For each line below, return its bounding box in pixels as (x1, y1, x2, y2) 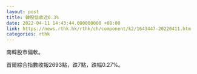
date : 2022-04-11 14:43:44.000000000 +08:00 (6, 20, 121, 26)
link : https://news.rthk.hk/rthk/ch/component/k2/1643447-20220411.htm (6, 25, 191, 32)
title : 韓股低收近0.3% (6, 14, 59, 20)
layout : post (6, 8, 39, 15)
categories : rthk (6, 31, 50, 37)
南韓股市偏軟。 (6, 49, 44, 56)
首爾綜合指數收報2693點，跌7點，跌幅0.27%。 (6, 61, 124, 69)
